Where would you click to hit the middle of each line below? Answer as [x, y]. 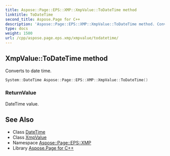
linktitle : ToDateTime [29, 15]
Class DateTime [29, 132]
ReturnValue [21, 93]
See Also [19, 120]
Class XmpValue [30, 137]
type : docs [17, 29]
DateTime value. [22, 103]
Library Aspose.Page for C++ [43, 148]
